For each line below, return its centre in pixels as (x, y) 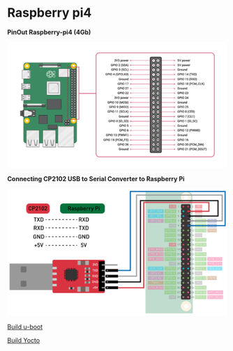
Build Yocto (24, 340)
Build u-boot (25, 327)
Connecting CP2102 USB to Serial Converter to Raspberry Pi (96, 178)
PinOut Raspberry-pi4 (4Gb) (49, 32)
